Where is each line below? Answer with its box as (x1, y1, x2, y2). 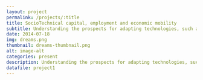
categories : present (6, 54, 59, 60)
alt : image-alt (6, 48, 45, 54)
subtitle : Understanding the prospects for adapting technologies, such (6, 25, 193, 32)
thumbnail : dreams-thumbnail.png (6, 43, 91, 49)
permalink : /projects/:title (6, 14, 80, 20)
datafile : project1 (6, 64, 56, 71)
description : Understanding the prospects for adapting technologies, (6, 59, 188, 65)
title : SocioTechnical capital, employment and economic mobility (6, 20, 177, 26)
